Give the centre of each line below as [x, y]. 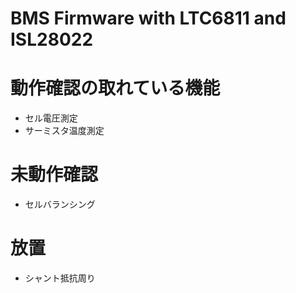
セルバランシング [60, 204]
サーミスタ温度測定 [64, 131]
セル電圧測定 [51, 118]
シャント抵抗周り [60, 278]
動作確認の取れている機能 [115, 88]
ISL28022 [52, 39]
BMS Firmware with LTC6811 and [148, 18]
